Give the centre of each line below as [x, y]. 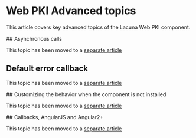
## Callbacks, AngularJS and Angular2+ [55, 117]
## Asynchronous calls [34, 38]
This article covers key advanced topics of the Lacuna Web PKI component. [98, 27]
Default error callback [47, 69]
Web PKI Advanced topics [71, 11]
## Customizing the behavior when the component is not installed [86, 94]
